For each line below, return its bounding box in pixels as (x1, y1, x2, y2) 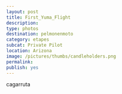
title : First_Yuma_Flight (6, 14, 71, 20)
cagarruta (6, 81, 30, 88)
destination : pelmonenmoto (6, 31, 74, 37)
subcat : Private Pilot (6, 43, 63, 48)
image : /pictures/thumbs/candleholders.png (6, 53, 117, 59)
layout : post (6, 8, 39, 15)
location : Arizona (6, 48, 52, 54)
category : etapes (6, 37, 50, 43)
